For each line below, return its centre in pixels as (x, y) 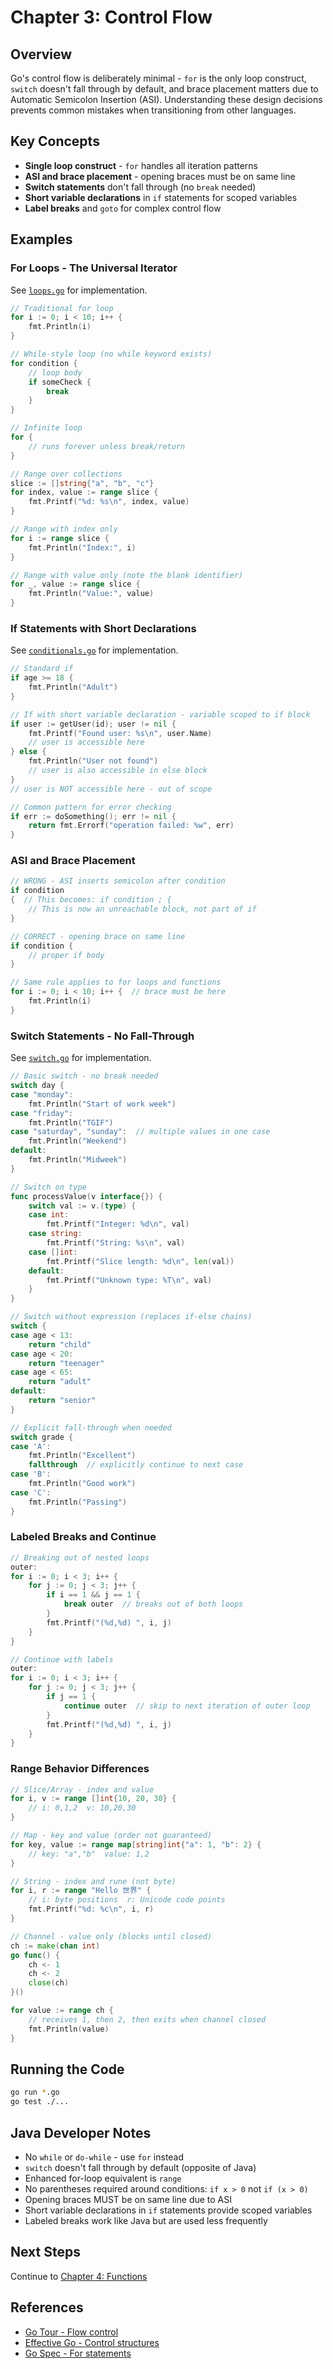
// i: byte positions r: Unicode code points (127, 1900)
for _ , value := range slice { (75, 584)
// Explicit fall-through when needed (91, 1427)
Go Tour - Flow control (71, 2332)
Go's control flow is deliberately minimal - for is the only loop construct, (158, 78)
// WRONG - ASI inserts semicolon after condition (118, 881)
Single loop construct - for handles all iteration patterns (141, 165)
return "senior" (62, 1401)
